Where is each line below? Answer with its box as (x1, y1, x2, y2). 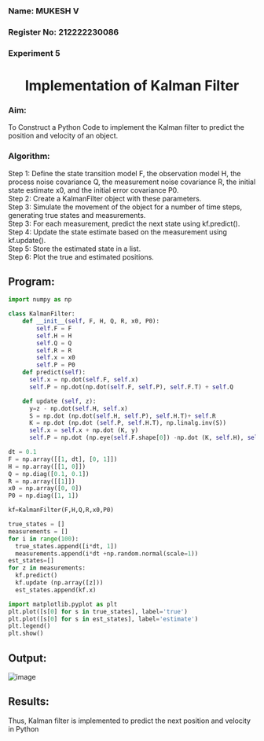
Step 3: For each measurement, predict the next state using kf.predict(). (8, 219, 240, 228)
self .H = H (36, 332, 72, 340)
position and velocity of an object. (8, 131, 119, 141)
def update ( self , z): (22, 397, 97, 405)
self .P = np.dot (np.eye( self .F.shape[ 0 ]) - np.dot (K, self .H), (28, 434, 244, 442)
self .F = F (36, 324, 72, 332)
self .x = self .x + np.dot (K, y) (28, 426, 139, 434)
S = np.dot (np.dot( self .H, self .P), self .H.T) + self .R (28, 411, 216, 420)
